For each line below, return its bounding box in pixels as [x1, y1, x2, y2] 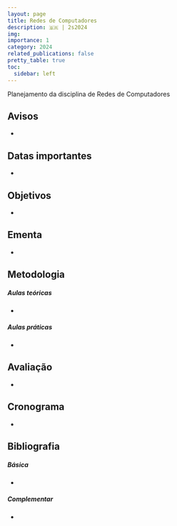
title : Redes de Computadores [7, 17, 98, 24]
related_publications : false [7, 51, 94, 58]
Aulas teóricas [7, 288, 52, 296]
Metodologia [7, 269, 66, 281]
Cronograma [7, 401, 65, 413]
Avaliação [7, 361, 53, 373]
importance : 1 [7, 37, 50, 44]
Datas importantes [7, 150, 92, 162]
